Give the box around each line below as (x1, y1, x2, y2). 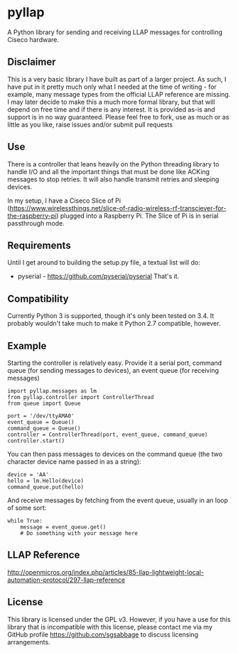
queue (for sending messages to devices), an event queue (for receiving (7, 366, 219, 374)
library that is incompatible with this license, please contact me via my (7, 622, 213, 631)
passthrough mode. (7, 218, 65, 228)
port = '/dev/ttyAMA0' (7, 413, 75, 420)
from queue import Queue (7, 400, 81, 407)
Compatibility (7, 292, 69, 304)
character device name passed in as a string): (7, 457, 141, 466)
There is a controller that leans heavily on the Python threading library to (7, 159, 220, 168)
